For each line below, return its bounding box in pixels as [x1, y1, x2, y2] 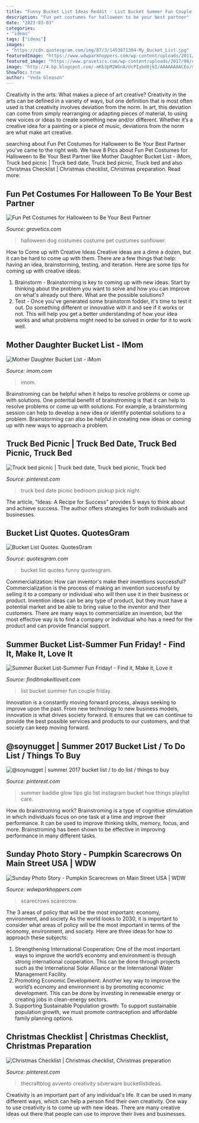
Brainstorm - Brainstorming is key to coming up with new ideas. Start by [14, 279, 191, 286]
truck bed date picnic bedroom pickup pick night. [20, 487, 141, 494]
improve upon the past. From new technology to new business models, [6, 705, 179, 712]
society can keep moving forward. [6, 724, 90, 731]
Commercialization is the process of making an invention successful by [6, 584, 180, 591]
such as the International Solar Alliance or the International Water [14, 964, 174, 971]
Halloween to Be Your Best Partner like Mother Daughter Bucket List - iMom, [6, 153, 192, 160]
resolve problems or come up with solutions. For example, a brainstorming [6, 402, 188, 409]
